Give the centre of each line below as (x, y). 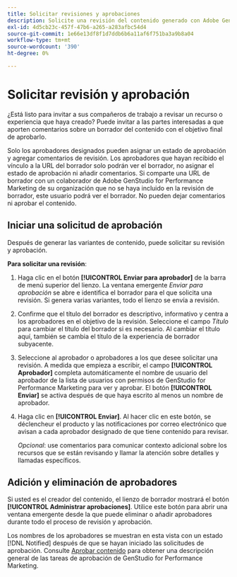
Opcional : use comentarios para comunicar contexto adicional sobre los (122, 445)
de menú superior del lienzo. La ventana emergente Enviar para (110, 285)
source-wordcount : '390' (44, 47)
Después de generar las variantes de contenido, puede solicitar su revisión (116, 242)
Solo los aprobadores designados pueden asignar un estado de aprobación (117, 150)
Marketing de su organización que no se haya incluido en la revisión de (110, 188)
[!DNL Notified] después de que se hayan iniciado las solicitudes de (106, 543)
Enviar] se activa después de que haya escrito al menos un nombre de (120, 395)
